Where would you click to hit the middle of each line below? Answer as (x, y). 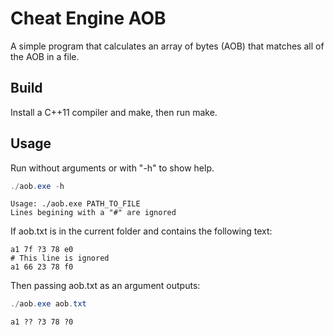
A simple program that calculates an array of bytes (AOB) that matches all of (167, 46)
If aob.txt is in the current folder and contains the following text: (141, 231)
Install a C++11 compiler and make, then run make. (114, 112)
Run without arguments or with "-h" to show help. (112, 168)
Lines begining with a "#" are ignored (93, 213)
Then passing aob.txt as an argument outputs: (105, 286)
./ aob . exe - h (37, 186)
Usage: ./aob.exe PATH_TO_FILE (75, 204)
